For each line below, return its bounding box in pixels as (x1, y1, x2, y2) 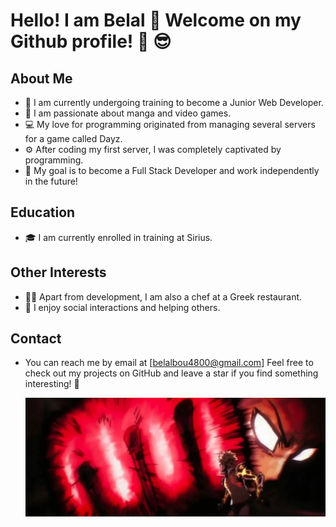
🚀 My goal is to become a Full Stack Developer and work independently (24, 165, 320, 176)
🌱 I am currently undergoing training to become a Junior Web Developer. (24, 97, 324, 108)
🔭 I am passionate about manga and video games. (24, 107, 232, 119)
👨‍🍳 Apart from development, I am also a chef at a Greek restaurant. (24, 290, 303, 303)
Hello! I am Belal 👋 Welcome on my (10, 9, 302, 32)
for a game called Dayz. (24, 133, 123, 144)
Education (10, 204, 76, 221)
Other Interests (10, 264, 107, 281)
